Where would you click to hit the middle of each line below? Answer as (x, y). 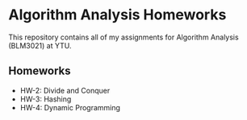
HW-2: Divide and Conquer (65, 90)
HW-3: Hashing (46, 99)
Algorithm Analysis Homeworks (117, 15)
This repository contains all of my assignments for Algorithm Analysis (124, 37)
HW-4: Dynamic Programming (70, 107)
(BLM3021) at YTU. (40, 45)
